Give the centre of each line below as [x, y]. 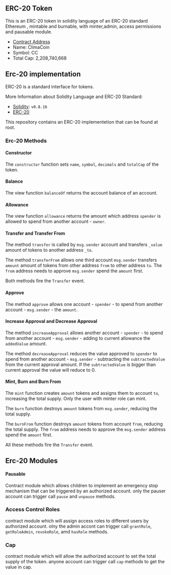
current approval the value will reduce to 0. [51, 370]
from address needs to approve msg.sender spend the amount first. [74, 271]
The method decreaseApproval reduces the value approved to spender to [81, 353]
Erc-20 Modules [31, 461]
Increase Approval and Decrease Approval [51, 321]
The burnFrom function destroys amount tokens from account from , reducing [84, 424]
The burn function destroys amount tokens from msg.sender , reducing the [81, 408]
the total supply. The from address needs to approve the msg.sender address [85, 429]
